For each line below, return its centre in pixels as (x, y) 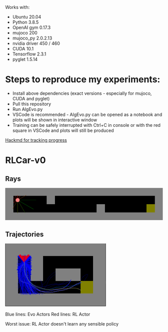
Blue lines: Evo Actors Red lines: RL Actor (48, 314)
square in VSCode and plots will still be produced (63, 130)
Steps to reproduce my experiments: (83, 80)
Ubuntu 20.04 (27, 17)
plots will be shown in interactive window (55, 120)
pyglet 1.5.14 (25, 59)
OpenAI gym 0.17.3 (31, 27)
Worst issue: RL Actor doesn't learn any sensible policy (62, 324)
